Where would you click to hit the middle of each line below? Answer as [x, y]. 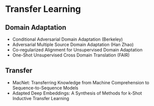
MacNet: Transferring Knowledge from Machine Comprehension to [81, 82]
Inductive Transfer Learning [41, 98]
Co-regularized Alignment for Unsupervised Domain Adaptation [77, 50]
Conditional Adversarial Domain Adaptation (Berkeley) [68, 39]
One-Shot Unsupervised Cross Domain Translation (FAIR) [71, 55]
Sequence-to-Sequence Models [45, 88]
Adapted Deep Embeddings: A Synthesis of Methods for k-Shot [77, 93]
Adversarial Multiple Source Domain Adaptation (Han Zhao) [73, 45]
